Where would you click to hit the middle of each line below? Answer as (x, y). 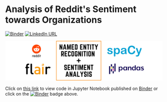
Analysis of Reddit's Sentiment (71, 9)
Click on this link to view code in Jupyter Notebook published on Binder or (82, 88)
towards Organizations (54, 20)
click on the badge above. (42, 93)
